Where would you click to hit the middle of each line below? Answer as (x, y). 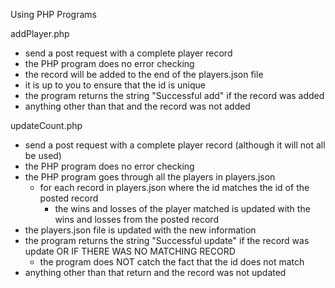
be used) (43, 155)
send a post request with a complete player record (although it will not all (175, 145)
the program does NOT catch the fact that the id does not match (172, 262)
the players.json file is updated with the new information (140, 230)
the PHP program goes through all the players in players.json (150, 177)
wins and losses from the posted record (136, 219)
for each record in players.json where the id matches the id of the (174, 187)
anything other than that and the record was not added (137, 106)
